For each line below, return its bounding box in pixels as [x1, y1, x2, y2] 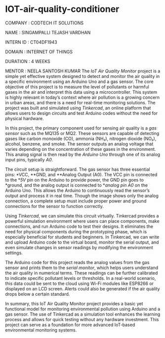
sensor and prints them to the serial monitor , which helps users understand [5, 265, 159, 270]
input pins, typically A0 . [5, 156, 53, 162]
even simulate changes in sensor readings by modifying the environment [5, 244, 153, 250]
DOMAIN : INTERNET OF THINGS [5, 49, 73, 55]
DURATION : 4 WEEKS [5, 58, 50, 64]
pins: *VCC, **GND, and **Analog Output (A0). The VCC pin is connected [5, 171, 158, 177]
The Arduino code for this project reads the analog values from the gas [5, 259, 150, 265]
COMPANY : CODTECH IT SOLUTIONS [5, 20, 84, 26]
